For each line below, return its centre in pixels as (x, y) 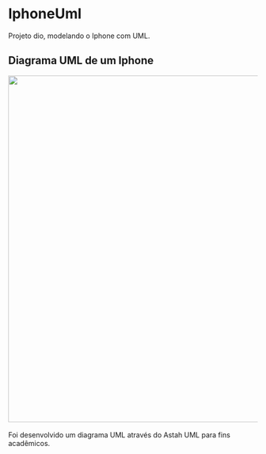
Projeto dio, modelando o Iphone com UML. (79, 36)
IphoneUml (45, 14)
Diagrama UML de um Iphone (81, 61)
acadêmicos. (29, 443)
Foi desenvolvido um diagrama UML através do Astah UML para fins (120, 435)
